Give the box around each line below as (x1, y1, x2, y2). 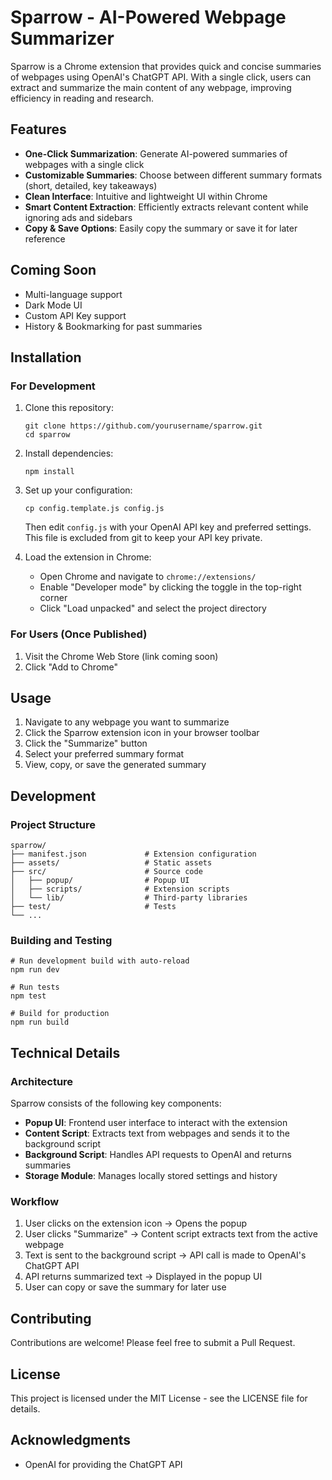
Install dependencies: (24, 447, 114, 460)
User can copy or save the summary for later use (24, 1281, 227, 1293)
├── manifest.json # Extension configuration (10, 849, 257, 860)
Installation (10, 349, 82, 366)
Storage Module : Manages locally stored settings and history (24, 1170, 278, 1182)
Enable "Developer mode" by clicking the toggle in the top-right (39, 581, 302, 593)
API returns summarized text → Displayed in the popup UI (24, 1271, 263, 1283)
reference (24, 232, 66, 245)
